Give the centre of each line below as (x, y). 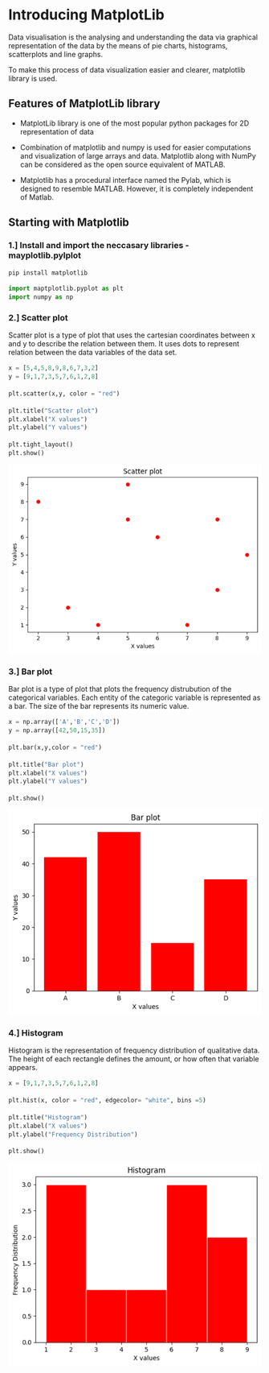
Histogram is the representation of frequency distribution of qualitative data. (134, 1050)
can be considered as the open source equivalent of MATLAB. (123, 164)
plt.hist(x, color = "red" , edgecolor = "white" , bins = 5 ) (107, 1101)
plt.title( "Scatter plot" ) (53, 411)
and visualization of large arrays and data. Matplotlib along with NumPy (138, 155)
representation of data (57, 131)
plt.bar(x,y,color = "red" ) (55, 747)
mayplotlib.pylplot (45, 255)
